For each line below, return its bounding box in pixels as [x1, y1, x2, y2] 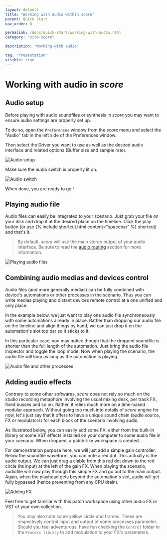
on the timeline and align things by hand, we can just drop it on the [5, 323, 142, 329]
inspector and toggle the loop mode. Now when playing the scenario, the [5, 348, 155, 354]
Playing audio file [5, 200, 60, 209]
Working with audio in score [5, 79, 124, 90]
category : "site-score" [5, 35, 55, 40]
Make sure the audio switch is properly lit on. [5, 166, 98, 172]
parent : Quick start [5, 16, 48, 21]
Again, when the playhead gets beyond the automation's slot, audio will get [5, 474, 160, 480]
